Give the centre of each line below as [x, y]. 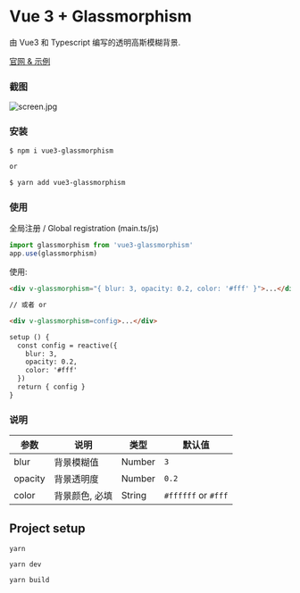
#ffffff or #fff [196, 496]
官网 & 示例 [30, 61]
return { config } [52, 387]
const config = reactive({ [67, 346]
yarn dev [25, 564]
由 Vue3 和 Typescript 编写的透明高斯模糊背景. [95, 42]
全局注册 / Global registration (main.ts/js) [84, 229]
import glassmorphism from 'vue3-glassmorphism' [101, 246]
